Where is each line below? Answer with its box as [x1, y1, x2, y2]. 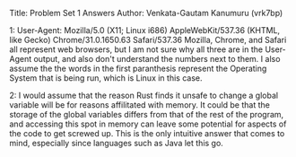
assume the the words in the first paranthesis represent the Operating [9, 63, 267, 74]
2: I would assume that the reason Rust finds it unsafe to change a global [9, 90, 279, 100]
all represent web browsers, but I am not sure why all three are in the [9, 44, 263, 55]
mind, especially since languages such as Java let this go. [9, 138, 224, 148]
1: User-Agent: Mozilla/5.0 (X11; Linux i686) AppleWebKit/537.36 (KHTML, [9, 25, 281, 35]
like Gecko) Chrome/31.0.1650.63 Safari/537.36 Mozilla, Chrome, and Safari [9, 35, 287, 45]
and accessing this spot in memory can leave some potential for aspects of [9, 118, 287, 129]
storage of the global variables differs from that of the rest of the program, [9, 109, 284, 119]
